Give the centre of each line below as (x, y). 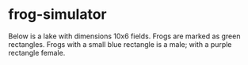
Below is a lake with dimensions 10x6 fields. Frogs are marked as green (124, 36)
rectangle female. (37, 52)
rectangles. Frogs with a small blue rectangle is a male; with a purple (120, 44)
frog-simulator (57, 14)
